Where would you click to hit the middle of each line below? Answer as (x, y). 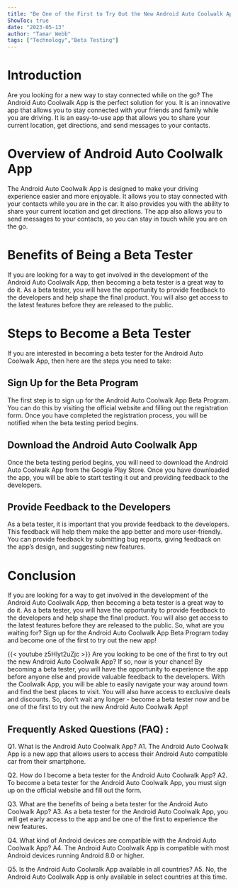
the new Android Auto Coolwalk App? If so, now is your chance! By (105, 662)
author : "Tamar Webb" (39, 34)
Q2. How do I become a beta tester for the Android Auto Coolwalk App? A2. (118, 775)
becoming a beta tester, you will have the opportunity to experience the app (118, 669)
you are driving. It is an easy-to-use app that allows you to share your (109, 118)
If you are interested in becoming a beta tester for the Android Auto (105, 353)
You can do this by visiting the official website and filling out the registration (118, 407)
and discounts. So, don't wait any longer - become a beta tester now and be (118, 699)
